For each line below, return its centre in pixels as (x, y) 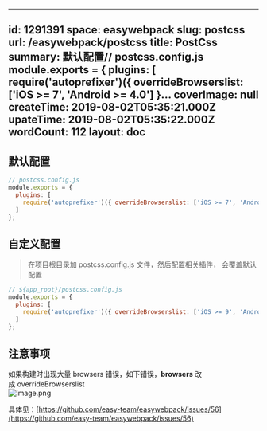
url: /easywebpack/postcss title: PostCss (113, 43)
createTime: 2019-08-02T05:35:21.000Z (112, 107)
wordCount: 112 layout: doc (77, 132)
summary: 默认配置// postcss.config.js (106, 57)
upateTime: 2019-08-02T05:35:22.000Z (112, 120)
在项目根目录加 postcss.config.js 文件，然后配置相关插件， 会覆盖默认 (142, 264)
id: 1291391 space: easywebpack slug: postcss (127, 30)
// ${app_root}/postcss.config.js (66, 290)
